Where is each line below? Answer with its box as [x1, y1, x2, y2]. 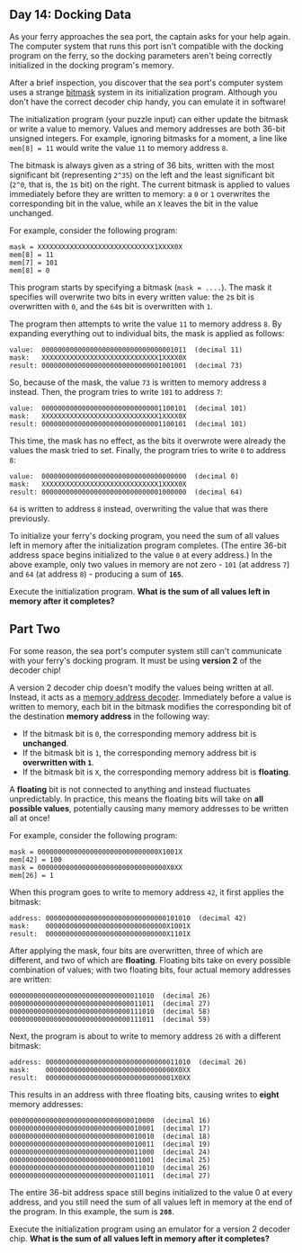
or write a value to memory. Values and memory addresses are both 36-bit [9, 123, 286, 134]
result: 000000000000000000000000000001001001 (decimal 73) [9, 361, 244, 370]
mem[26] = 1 [9, 871, 54, 880]
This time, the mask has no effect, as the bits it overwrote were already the [9, 435, 286, 446]
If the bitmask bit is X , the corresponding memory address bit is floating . [22, 766, 291, 777]
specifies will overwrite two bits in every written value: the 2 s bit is [9, 291, 254, 302]
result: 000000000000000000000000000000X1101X [9, 929, 191, 938]
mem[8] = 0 [9, 265, 50, 275]
